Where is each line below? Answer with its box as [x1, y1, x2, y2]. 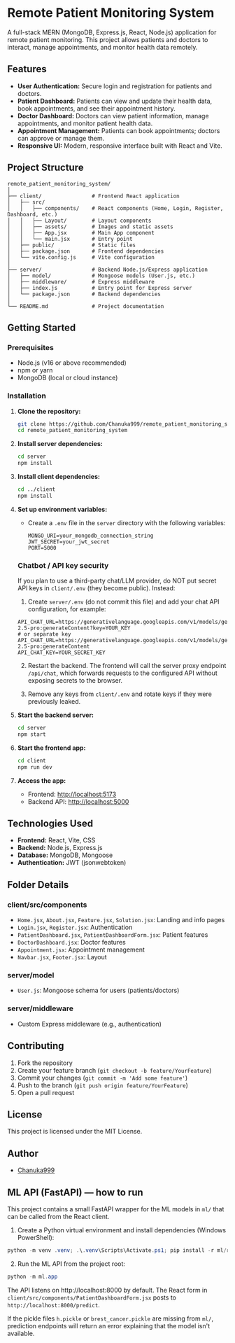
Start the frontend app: [17, 744, 86, 752]
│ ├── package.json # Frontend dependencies [7, 247, 164, 255]
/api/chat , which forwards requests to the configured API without [27, 669, 218, 677]
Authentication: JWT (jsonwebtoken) [17, 858, 127, 867]
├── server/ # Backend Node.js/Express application [7, 266, 208, 273]
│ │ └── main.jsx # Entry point [7, 235, 133, 242]
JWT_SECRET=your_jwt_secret [27, 538, 110, 545]
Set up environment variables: [17, 505, 108, 513]
